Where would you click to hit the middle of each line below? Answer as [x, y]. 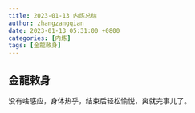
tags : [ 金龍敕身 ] [35, 46]
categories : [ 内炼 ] [40, 38]
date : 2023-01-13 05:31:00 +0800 [64, 30]
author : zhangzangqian [46, 23]
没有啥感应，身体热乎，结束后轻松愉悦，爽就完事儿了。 [100, 100]
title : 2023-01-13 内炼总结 [53, 16]
